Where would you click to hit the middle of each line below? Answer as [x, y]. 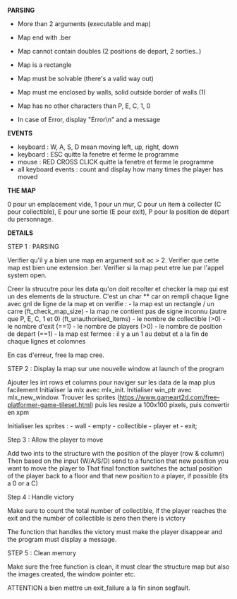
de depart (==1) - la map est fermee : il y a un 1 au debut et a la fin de [108, 334]
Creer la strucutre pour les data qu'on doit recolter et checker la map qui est [118, 289]
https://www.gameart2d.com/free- [170, 397]
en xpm [18, 412]
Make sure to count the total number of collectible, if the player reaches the [117, 510]
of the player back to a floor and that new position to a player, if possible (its [118, 476]
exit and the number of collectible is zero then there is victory [96, 518]
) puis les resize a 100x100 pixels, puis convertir [160, 405]
